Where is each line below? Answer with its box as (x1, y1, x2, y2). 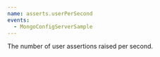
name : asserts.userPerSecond (7, 10, 93, 17)
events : (7, 17, 30, 24)
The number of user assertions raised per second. (7, 42, 154, 51)
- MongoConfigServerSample (13, 23, 93, 30)
